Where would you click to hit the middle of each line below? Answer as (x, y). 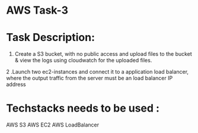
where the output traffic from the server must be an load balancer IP (90, 78)
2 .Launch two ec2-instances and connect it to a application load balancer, (97, 72)
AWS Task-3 (37, 10)
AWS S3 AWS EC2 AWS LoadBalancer (53, 125)
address (16, 84)
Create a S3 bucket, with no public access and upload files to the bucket (103, 54)
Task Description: (51, 38)
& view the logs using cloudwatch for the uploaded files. (83, 61)
